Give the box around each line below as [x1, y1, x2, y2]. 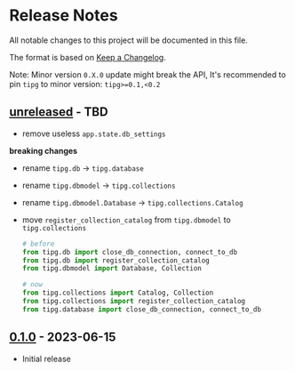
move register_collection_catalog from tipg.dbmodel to [21, 214, 231, 225]
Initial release [21, 353, 71, 364]
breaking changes [9, 145, 78, 156]
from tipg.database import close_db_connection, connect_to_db [21, 304, 262, 314]
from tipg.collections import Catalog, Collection [21, 288, 214, 298]
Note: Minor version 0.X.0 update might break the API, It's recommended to [9, 69, 286, 80]
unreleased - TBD [9, 104, 108, 120]
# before [21, 239, 55, 248]
